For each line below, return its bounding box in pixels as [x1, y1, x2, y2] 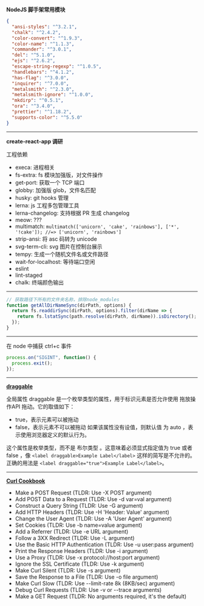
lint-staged [15, 271, 42, 279]
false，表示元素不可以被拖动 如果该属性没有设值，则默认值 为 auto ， [15, 423, 188, 430]
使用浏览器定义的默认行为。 [20, 431, 90, 438]
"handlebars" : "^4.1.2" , [12, 69, 75, 75]
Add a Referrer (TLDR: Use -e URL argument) [15, 527, 129, 535]
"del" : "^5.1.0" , [12, 52, 56, 59]
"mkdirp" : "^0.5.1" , [12, 98, 64, 104]
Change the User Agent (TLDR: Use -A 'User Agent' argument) [15, 515, 172, 522]
